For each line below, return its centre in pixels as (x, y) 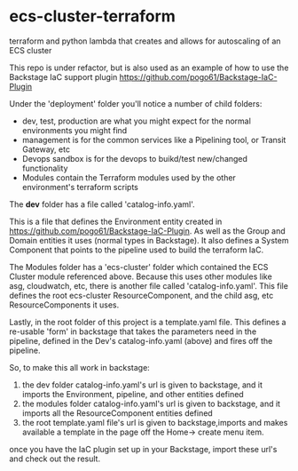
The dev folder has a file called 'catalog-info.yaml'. (102, 204)
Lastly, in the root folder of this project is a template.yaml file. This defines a (148, 322)
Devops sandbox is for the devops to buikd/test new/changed (135, 158)
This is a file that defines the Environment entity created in (116, 221)
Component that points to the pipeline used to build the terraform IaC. (137, 250)
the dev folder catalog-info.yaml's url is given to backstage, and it (142, 385)
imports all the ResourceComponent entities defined (117, 413)
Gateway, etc (46, 149)
